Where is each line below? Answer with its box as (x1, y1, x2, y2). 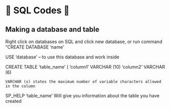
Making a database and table (5, 25, 100, 34)
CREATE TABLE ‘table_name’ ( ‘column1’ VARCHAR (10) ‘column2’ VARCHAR (5, 64, 165, 70)
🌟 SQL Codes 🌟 (5, 5, 70, 16)
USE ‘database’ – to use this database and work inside (5, 54, 119, 60)
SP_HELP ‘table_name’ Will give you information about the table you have (5, 93, 160, 99)
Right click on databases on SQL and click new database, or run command (5, 38, 162, 45)
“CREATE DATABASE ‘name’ (5, 44, 64, 50)
